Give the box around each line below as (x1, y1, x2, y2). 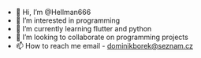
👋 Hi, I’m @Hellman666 (15, 8, 91, 16)
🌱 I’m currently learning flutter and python (15, 24, 152, 33)
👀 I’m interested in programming (15, 16, 121, 25)
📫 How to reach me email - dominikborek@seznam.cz (15, 42, 194, 50)
